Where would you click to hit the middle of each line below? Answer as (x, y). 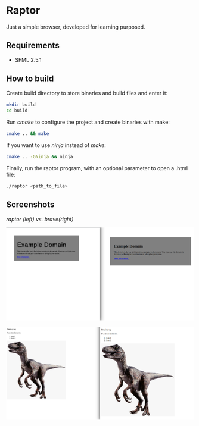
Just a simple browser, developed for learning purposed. (76, 27)
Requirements (33, 46)
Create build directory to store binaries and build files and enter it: (87, 93)
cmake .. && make (28, 134)
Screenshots (30, 205)
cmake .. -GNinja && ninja (40, 157)
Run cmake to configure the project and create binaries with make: (88, 122)
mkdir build (21, 105)
